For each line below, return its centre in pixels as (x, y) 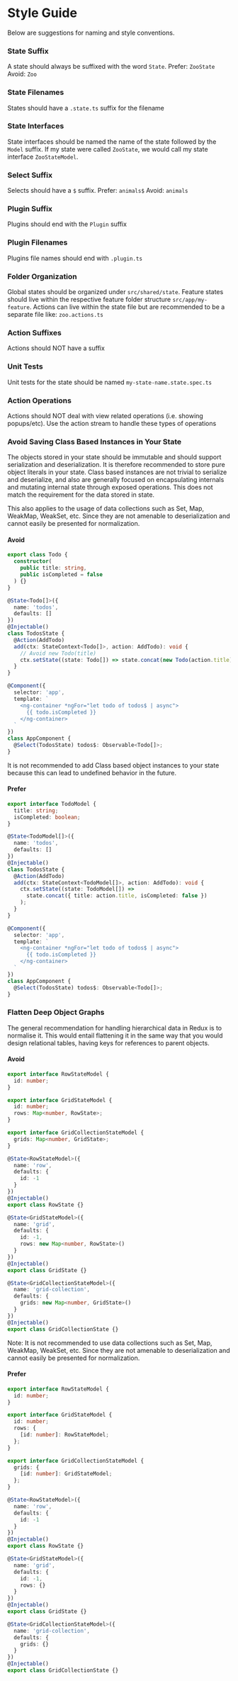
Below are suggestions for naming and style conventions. (91, 33)
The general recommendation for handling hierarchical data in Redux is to (114, 1028)
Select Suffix (30, 175)
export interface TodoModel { (52, 804)
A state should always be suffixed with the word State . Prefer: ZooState (111, 67)
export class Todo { (38, 555)
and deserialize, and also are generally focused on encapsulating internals (116, 480)
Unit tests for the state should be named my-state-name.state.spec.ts (110, 382)
